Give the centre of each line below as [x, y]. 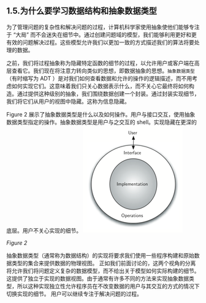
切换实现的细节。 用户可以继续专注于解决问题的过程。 [74, 294]
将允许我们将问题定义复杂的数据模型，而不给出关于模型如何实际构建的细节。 [103, 270]
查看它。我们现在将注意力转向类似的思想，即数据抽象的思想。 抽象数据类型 [103, 71]
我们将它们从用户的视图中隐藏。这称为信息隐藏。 [68, 101]
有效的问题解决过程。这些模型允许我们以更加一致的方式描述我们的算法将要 [100, 42]
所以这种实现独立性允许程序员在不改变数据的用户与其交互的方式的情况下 [108, 286]
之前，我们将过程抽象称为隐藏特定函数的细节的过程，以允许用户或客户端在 [100, 63]
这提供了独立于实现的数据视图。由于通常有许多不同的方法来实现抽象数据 [97, 278]
